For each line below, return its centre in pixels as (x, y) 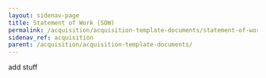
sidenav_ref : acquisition (51, 37)
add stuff (23, 67)
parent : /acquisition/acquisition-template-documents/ (101, 45)
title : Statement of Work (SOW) (61, 23)
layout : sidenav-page (44, 15)
